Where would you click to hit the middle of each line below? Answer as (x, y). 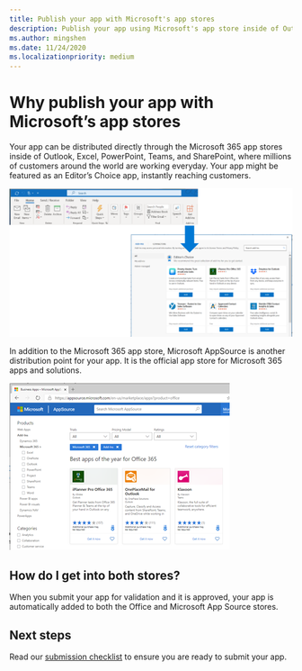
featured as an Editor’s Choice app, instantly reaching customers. (130, 176)
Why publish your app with (111, 103)
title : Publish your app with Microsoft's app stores (112, 19)
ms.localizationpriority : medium (72, 57)
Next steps (40, 635)
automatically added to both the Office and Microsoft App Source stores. (144, 607)
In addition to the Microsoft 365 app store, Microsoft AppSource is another (147, 351)
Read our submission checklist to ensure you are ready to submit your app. (148, 657)
